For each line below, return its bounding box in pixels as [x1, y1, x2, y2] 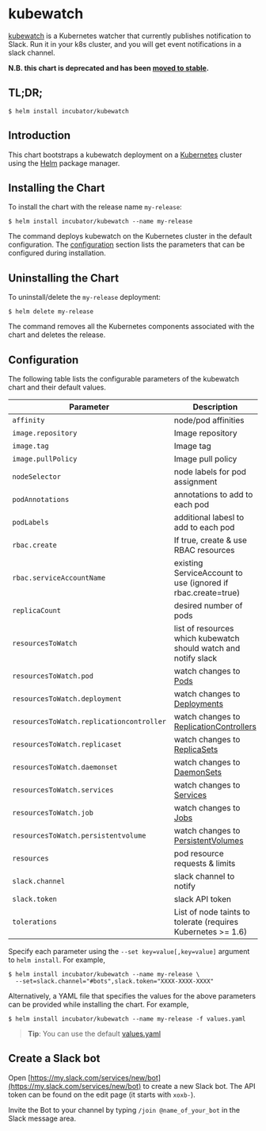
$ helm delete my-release [8, 308, 93, 316]
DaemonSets [173, 767, 222, 777]
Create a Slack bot [8, 1052, 101, 1065]
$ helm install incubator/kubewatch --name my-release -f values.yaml [8, 1015, 246, 1023]
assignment [173, 477, 218, 487]
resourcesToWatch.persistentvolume [12, 831, 146, 840]
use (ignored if [173, 577, 229, 588]
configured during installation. [8, 248, 107, 258]
